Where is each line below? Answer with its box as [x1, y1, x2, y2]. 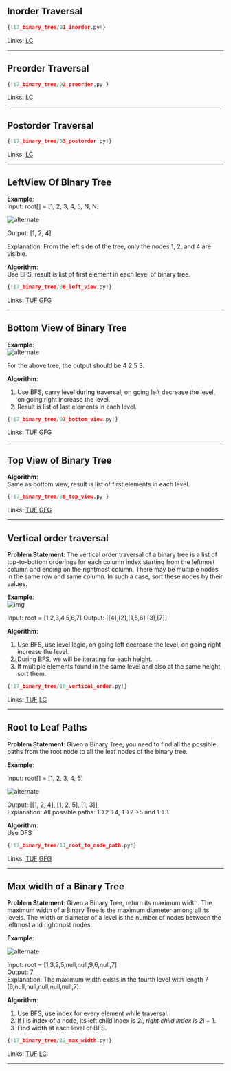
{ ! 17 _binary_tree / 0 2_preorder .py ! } [7, 80, 109, 88]
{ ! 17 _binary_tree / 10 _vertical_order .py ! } [7, 682, 128, 690]
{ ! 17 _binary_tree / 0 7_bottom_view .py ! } [7, 415, 118, 422]
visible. [7, 249, 27, 257]
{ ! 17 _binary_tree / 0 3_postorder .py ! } [7, 138, 112, 145]
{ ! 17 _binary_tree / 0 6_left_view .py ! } [7, 283, 112, 290]
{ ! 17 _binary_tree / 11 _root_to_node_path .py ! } [7, 842, 137, 849]
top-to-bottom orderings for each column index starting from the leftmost [7, 557, 215, 566]
